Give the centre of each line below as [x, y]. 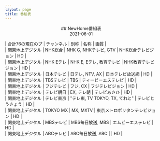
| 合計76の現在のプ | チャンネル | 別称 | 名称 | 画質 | [56, 43]
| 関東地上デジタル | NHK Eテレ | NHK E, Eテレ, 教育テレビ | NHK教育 [73, 62]
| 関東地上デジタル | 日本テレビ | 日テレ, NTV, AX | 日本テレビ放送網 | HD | [79, 74]
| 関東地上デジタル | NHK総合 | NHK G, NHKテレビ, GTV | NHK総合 [71, 50]
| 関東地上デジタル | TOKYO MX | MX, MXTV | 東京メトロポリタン [70, 110]
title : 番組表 [18, 14]
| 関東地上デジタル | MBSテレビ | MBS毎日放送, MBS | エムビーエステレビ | [79, 122]
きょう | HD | [22, 104]
